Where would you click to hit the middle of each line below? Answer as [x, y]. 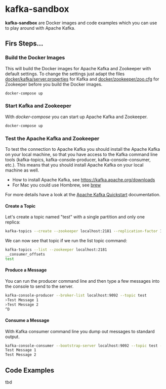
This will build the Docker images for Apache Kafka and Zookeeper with [78, 68]
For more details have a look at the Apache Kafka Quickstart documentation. [83, 194]
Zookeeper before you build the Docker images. [54, 84]
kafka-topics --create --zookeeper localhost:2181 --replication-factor [82, 231]
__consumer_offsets [25, 254]
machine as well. [22, 170]
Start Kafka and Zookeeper [38, 106]
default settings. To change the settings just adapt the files [65, 74]
